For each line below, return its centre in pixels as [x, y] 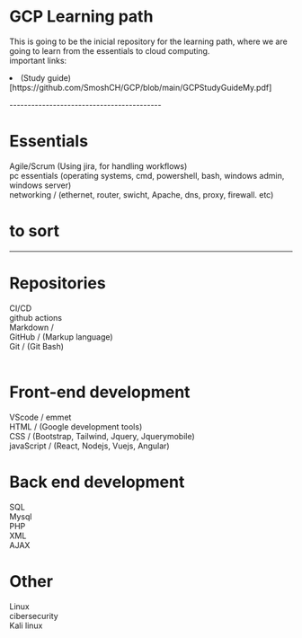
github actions [36, 317]
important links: [38, 60]
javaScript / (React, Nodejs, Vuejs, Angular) [89, 446]
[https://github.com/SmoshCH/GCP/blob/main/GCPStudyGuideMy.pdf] [141, 87]
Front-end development [100, 392]
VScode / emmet [40, 417]
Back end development [97, 482]
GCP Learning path [81, 17]
